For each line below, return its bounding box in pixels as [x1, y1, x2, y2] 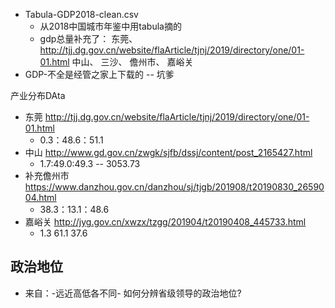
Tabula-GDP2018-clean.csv [24, 9, 139, 20]
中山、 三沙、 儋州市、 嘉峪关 [71, 56, 194, 68]
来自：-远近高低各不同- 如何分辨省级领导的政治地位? [24, 287, 242, 299]
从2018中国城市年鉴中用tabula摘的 [39, 20, 182, 32]
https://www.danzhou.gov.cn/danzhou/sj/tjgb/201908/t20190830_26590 [24, 181, 325, 193]
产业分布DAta [10, 90, 66, 101]
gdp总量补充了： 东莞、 [39, 33, 138, 44]
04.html [24, 192, 57, 203]
